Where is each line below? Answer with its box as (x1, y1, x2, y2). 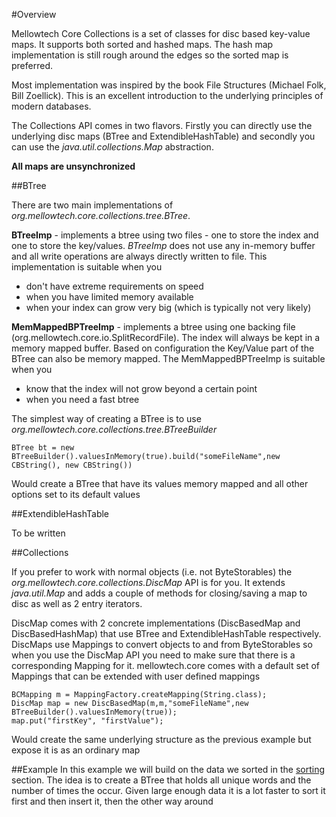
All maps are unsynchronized (11, 160, 136, 172)
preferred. (11, 60, 54, 71)
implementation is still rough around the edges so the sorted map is (11, 49, 289, 61)
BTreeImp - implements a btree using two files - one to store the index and (11, 229, 319, 241)
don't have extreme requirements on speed (25, 280, 204, 292)
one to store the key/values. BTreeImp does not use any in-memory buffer (11, 240, 316, 251)
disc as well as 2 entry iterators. (11, 598, 143, 609)
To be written (11, 527, 66, 539)
